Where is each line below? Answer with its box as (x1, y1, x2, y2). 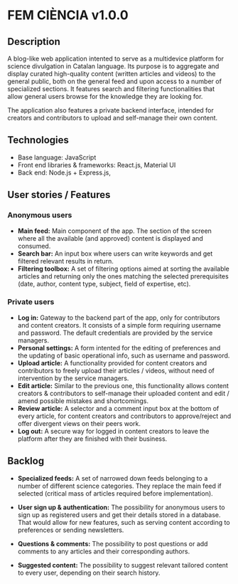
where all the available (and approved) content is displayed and (17, 234, 204, 242)
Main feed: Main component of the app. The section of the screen (17, 226, 212, 235)
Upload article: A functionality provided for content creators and (17, 358, 207, 367)
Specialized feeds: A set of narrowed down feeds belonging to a (17, 474, 208, 482)
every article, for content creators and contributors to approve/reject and (17, 412, 232, 420)
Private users (7, 297, 55, 307)
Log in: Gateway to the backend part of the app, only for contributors (17, 313, 220, 322)
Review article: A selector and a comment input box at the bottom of (17, 404, 220, 412)
